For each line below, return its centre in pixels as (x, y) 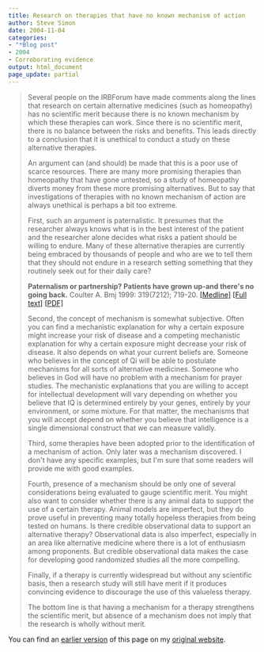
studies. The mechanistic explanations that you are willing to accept (138, 386)
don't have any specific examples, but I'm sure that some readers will (141, 459)
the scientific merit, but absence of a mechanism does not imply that (139, 616)
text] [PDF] (45, 303)
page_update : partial (44, 74)
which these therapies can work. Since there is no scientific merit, (135, 122)
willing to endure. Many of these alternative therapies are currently (136, 246)
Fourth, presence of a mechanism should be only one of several (132, 483)
